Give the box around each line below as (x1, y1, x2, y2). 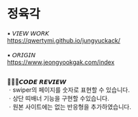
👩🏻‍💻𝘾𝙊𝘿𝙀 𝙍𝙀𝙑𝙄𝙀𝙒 (7, 78, 67, 86)
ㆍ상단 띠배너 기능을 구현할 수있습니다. (7, 95, 109, 103)
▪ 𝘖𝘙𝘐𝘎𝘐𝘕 (7, 50, 36, 58)
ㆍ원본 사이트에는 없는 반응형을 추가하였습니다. (7, 103, 132, 111)
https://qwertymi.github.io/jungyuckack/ (7, 36, 121, 44)
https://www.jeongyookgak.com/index (7, 58, 115, 66)
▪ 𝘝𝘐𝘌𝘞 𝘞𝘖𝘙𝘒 (7, 29, 49, 37)
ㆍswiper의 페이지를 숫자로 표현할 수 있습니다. (7, 86, 130, 94)
